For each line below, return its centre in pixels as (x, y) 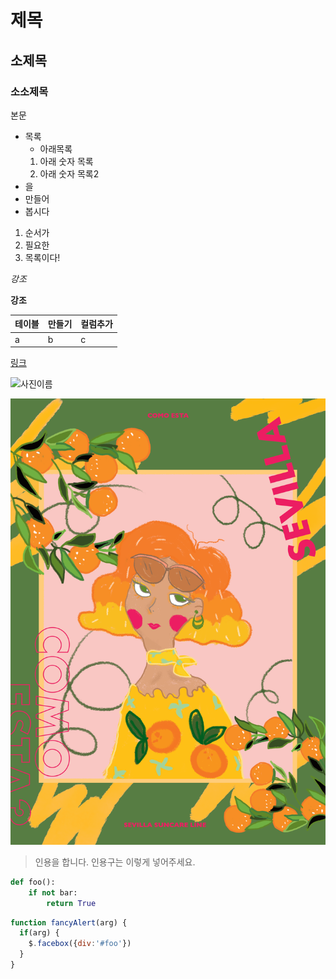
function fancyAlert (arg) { (69, 922)
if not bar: (53, 892)
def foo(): (33, 882)
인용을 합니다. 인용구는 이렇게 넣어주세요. (115, 862)
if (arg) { (39, 933)
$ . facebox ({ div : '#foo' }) (80, 944)
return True (71, 903)
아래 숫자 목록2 (69, 173)
